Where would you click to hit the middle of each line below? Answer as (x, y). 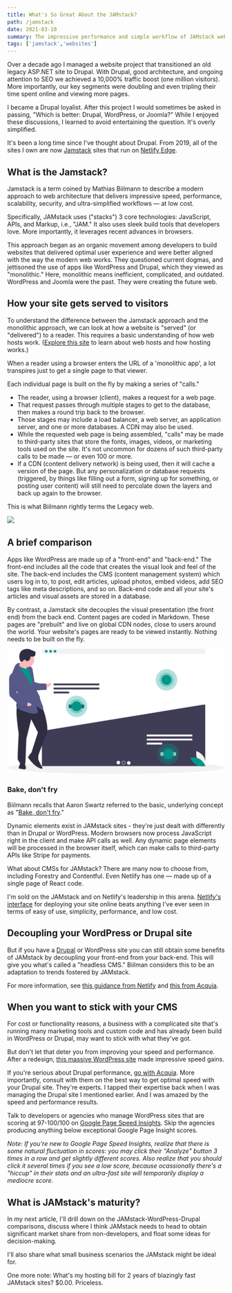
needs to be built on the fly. (46, 639)
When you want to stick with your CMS (93, 1007)
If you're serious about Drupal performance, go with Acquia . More (101, 1073)
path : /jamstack (30, 22)
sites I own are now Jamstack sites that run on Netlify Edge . (92, 150)
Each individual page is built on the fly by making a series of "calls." (103, 384)
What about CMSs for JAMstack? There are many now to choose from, (108, 868)
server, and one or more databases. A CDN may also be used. (105, 427)
